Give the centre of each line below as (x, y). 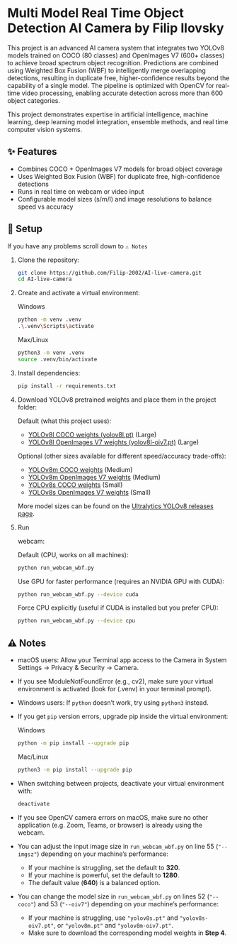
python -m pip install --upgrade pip (73, 743)
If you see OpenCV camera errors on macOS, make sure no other (113, 817)
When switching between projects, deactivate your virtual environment (121, 783)
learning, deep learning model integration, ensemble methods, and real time (118, 121)
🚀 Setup (25, 229)
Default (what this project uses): (64, 421)
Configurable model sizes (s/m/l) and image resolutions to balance (115, 199)
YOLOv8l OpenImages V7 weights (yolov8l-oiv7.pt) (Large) (114, 442)
